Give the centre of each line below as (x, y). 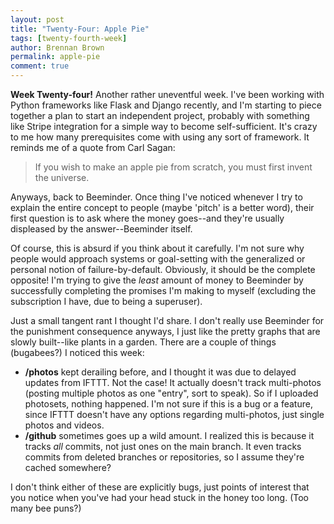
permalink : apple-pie (55, 57)
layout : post (37, 19)
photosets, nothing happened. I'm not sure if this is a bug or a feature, (168, 404)
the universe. (62, 177)
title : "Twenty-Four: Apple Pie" (80, 29)
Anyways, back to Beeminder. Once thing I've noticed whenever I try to (156, 197)
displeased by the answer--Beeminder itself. (101, 229)
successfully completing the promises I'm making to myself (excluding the (163, 290)
